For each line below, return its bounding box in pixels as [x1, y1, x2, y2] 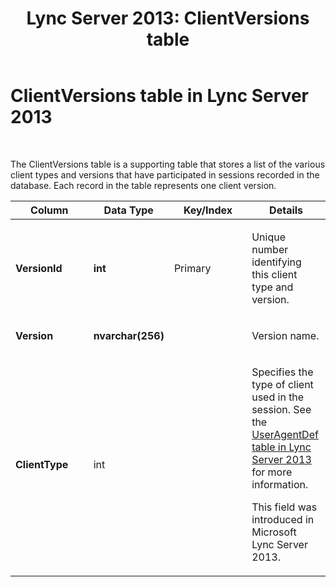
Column [30, 203, 69, 217]
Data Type [103, 203, 154, 217]
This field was [251, 500, 318, 514]
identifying [251, 255, 302, 269]
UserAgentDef [251, 427, 319, 441]
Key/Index [183, 203, 233, 217]
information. [251, 477, 309, 491]
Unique [251, 230, 286, 244]
